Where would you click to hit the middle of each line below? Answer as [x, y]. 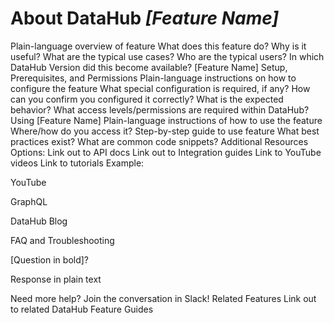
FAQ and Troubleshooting [62, 240]
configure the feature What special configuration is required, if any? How [160, 88]
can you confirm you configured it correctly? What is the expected [147, 99]
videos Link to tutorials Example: [77, 163]
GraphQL [29, 201]
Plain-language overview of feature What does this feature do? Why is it [158, 46]
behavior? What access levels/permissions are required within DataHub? [160, 109]
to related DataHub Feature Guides [82, 309]
